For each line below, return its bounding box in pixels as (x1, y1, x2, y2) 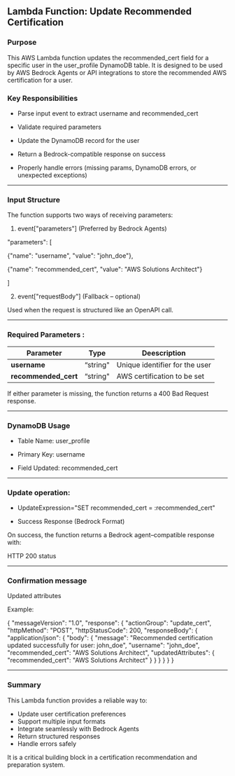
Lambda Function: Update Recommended (7, 6, 192, 18)
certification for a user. (7, 76, 73, 84)
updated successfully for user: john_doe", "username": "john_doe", (7, 641, 200, 650)
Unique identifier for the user (116, 360, 212, 370)
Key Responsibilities (7, 93, 78, 103)
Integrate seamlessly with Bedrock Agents (17, 724, 140, 733)
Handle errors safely (17, 739, 77, 748)
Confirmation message (7, 576, 87, 586)
